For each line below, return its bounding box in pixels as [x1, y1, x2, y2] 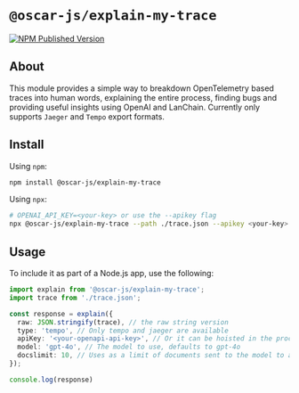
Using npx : [9, 194, 47, 205]
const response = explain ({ [9, 309, 114, 318]
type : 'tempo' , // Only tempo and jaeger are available [17, 326, 229, 335]
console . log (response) [9, 375, 93, 384]
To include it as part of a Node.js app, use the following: [9, 268, 214, 278]
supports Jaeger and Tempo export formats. [9, 111, 165, 122]
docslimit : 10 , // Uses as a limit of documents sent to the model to [17, 351, 285, 360]
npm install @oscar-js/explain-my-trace [9, 177, 162, 187]
